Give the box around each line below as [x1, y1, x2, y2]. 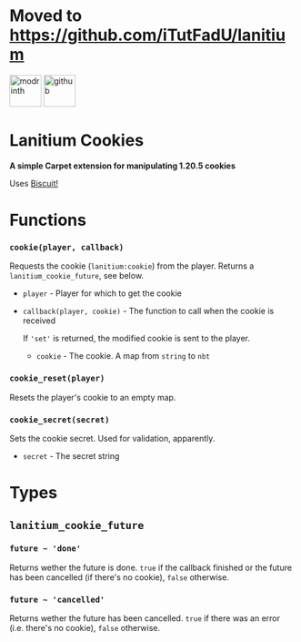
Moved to [9, 5, 83, 26]
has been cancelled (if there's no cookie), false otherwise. [9, 571, 230, 583]
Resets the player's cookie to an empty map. [9, 392, 176, 403]
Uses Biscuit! [9, 178, 59, 189]
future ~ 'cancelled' [9, 594, 105, 605]
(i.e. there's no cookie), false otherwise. [9, 623, 161, 634]
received [22, 315, 56, 326]
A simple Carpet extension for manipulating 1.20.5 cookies [9, 160, 236, 171]
